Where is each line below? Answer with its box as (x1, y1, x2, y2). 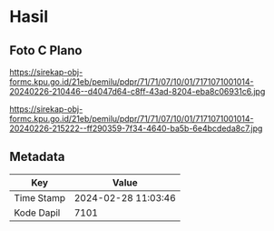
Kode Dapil (14, 206, 61, 219)
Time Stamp (14, 191, 66, 204)
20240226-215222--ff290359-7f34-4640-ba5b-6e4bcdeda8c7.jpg (9, 123, 263, 134)
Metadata (9, 149, 65, 165)
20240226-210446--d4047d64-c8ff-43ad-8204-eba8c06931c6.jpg (9, 86, 266, 96)
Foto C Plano (9, 43, 83, 58)
